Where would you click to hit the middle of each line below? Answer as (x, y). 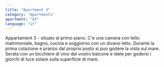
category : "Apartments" (30, 14)
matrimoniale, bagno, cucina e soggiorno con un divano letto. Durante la (80, 43)
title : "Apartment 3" (28, 10)
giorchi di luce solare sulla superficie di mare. (52, 59)
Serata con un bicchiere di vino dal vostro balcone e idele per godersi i (78, 54)
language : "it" (21, 24)
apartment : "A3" (22, 19)
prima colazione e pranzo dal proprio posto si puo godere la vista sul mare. (83, 48)
